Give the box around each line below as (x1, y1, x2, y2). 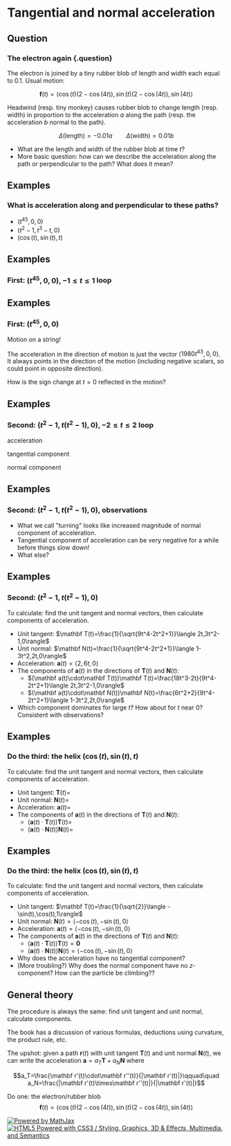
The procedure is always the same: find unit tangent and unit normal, (7, 1007, 204, 1016)
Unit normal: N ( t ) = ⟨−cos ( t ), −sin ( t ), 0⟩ (17, 917, 129, 925)
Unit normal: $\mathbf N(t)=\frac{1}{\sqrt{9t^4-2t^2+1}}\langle (17, 644, 195, 653)
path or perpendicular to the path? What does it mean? (17, 160, 174, 168)
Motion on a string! (7, 335, 61, 343)
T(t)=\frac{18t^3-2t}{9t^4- (142, 674, 217, 682)
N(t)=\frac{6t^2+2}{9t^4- (144, 688, 215, 696)
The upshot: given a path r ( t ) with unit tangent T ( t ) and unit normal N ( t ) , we (7, 1049, 221, 1057)
